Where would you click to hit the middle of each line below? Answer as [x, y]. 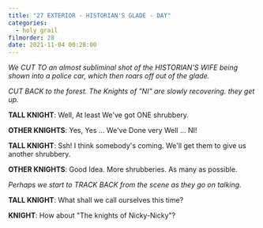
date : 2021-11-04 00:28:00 [53, 45]
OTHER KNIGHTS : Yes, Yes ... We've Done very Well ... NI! [103, 131]
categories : [28, 23]
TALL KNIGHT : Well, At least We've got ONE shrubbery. [99, 115]
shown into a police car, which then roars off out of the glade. [109, 76]
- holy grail [37, 30]
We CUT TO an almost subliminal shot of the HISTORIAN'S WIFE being [123, 67]
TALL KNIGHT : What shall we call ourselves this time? [96, 200]
